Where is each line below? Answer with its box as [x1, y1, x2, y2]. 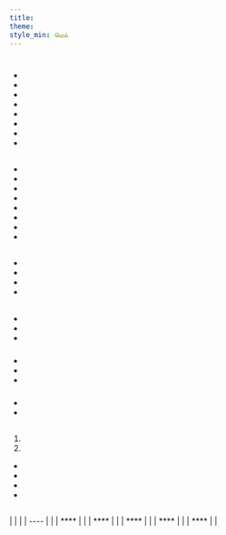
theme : [9, 22, 34, 31]
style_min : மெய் [9, 30, 68, 39]
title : [9, 13, 34, 23]
